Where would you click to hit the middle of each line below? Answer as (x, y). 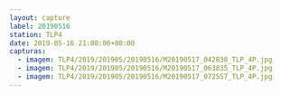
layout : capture (40, 18)
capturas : (28, 52)
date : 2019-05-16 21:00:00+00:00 (72, 43)
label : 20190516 (40, 26)
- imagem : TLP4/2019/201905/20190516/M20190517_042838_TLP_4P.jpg (145, 60)
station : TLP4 (36, 34)
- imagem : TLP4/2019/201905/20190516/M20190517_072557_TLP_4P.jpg (145, 77)
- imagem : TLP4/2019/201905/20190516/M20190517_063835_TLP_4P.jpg (145, 69)
